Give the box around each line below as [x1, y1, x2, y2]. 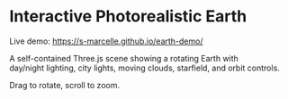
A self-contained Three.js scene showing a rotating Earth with [9, 53, 238, 63]
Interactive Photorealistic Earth [9, 6, 247, 27]
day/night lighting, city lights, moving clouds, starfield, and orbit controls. [9, 62, 281, 73]
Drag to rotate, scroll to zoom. [9, 79, 120, 90]
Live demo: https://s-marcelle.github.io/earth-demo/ [9, 36, 203, 46]
